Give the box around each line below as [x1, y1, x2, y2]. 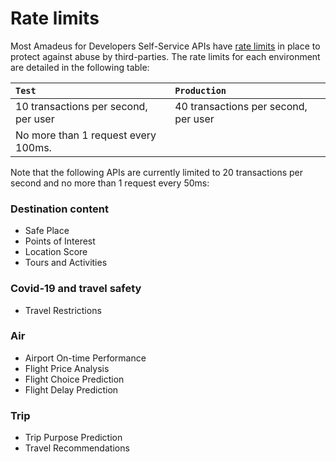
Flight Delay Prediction [24, 383, 119, 396]
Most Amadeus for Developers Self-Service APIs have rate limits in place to [10, 40, 321, 52]
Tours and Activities [24, 257, 108, 269]
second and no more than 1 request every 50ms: [10, 177, 210, 189]
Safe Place [24, 225, 70, 237]
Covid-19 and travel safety [10, 282, 142, 296]
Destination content [10, 202, 109, 216]
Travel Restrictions [24, 304, 102, 316]
